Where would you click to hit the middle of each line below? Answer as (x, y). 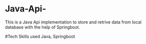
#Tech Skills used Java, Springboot (40, 36)
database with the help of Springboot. (43, 27)
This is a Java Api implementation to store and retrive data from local (73, 22)
